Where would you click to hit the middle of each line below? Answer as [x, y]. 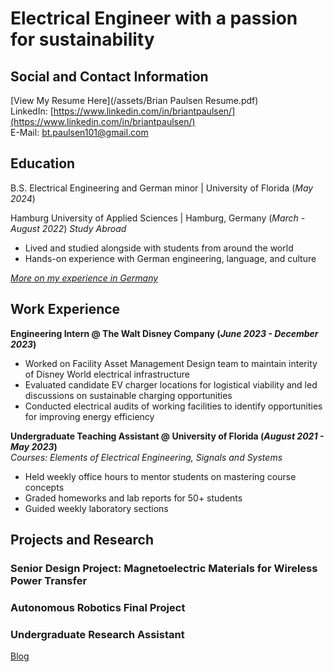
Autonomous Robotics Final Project [98, 607]
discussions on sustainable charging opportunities [128, 395]
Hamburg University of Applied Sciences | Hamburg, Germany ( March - [158, 218]
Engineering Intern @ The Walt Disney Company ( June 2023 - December [164, 333]
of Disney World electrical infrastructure [107, 374]
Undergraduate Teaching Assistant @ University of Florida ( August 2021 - [167, 436]
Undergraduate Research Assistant [97, 634]
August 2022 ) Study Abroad [68, 228]
